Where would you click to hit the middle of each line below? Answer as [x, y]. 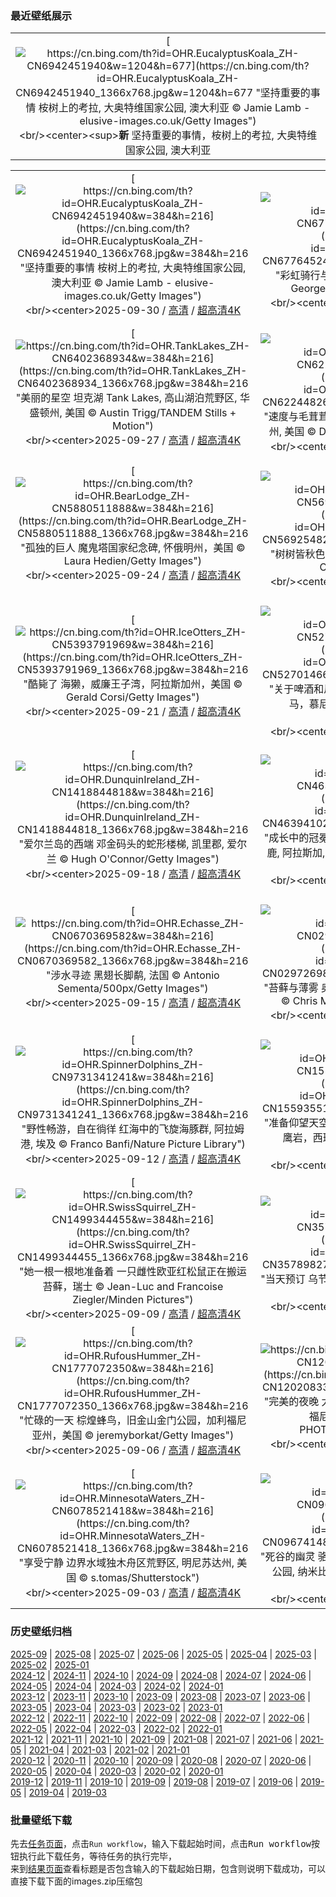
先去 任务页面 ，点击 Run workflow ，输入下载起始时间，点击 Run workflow [161, 1843]
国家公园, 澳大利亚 [168, 150]
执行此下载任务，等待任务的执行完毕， [97, 1856]
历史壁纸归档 [41, 1632]
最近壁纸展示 [41, 15]
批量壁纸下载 [41, 1820]
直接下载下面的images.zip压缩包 [76, 1881]
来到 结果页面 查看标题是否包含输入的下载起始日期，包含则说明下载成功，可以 [168, 1868]
